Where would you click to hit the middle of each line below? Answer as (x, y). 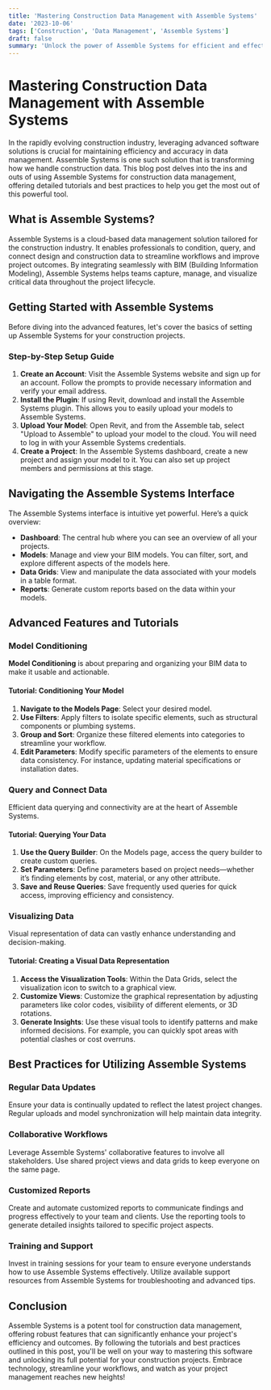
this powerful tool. (38, 194)
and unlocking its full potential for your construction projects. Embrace (125, 1360)
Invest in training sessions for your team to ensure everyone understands (130, 1264)
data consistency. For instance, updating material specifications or (131, 760)
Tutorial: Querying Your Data (57, 834)
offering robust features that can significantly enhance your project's (123, 1334)
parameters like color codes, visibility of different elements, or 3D (129, 1005)
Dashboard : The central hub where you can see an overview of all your (139, 537)
